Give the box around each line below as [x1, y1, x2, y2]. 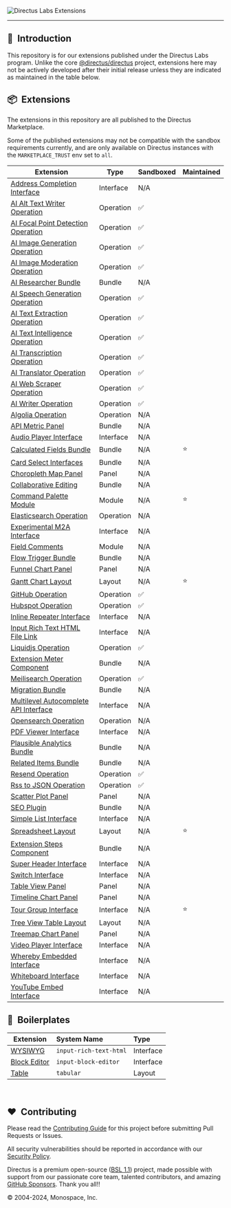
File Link [10, 631, 38, 641]
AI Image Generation [10, 238, 77, 248]
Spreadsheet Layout [10, 826, 76, 836]
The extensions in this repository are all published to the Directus [7, 116, 191, 124]
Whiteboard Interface [10, 971, 80, 980]
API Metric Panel [10, 421, 65, 430]
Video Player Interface [10, 940, 82, 949]
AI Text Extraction [10, 308, 68, 318]
